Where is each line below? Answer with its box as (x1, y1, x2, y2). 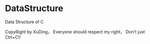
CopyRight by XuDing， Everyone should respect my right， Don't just (5, 29, 145, 34)
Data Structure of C (5, 19, 44, 25)
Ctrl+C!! (5, 34, 21, 40)
